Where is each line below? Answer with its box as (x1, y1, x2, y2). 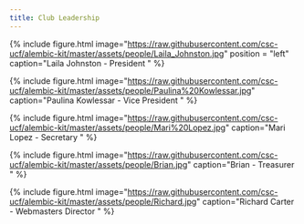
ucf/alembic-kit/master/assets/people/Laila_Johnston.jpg (9, 47, 225, 59)
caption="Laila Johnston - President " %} (9, 57, 165, 68)
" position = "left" (223, 47, 289, 59)
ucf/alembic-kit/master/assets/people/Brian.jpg (9, 158, 188, 169)
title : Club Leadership (9, 13, 100, 23)
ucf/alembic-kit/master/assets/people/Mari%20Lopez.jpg (9, 122, 226, 133)
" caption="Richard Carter (195, 196, 295, 207)
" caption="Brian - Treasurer (186, 158, 295, 169)
